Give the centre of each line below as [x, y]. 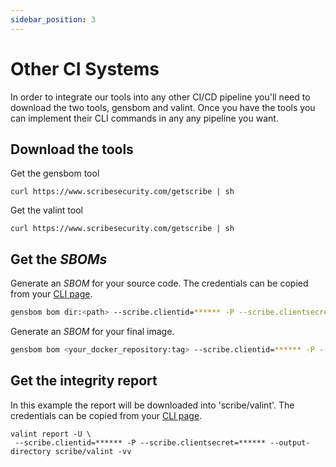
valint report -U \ [51, 434]
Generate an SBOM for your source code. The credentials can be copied [159, 283]
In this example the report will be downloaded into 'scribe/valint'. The [152, 405]
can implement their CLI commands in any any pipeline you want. [144, 118]
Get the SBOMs [59, 259]
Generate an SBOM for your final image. [92, 332]
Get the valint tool [46, 210]
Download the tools [72, 149]
